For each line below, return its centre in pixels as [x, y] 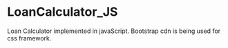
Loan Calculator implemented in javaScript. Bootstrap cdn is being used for [114, 31]
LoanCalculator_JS [63, 12]
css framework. [29, 38]
